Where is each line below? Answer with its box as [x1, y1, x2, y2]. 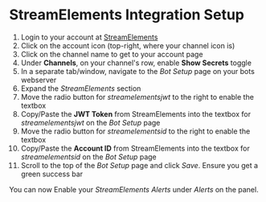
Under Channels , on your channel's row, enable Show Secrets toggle [20, 58, 252, 68]
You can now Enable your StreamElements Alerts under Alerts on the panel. [9, 184, 260, 194]
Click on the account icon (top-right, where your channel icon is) [20, 40, 235, 50]
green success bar [20, 169, 84, 179]
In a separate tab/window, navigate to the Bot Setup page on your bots [20, 66, 256, 76]
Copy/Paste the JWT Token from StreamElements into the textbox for [20, 109, 252, 118]
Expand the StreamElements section [20, 83, 141, 93]
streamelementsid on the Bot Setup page [20, 151, 158, 162]
